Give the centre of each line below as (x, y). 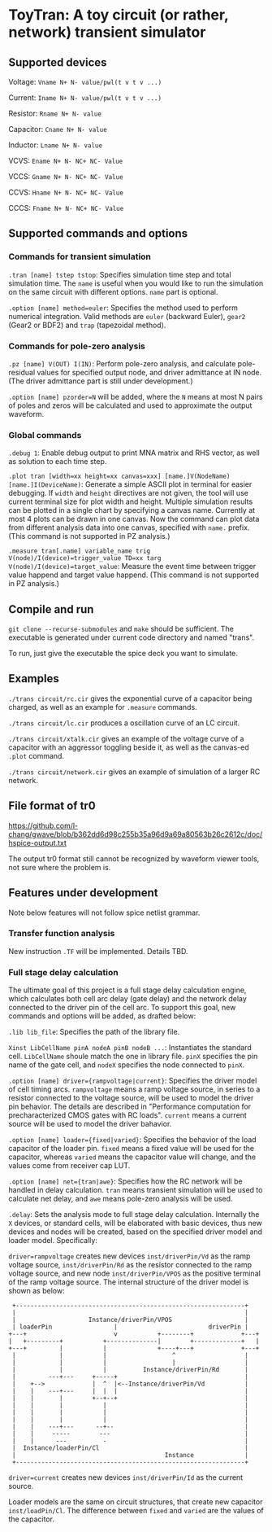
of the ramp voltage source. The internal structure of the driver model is (129, 1282)
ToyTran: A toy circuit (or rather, (119, 15)
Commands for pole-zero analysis (77, 346)
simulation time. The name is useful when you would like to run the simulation (136, 283)
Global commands (45, 435)
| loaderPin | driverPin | (130, 1327)
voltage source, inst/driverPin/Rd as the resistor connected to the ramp (130, 1265)
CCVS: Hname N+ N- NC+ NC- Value (66, 192)
